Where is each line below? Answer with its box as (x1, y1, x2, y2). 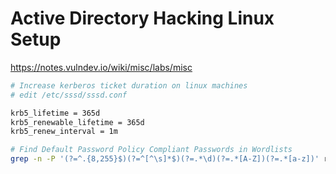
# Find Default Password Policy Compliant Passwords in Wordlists (10, 145, 293, 155)
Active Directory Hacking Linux (10, 7, 275, 30)
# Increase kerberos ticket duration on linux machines (10, 80, 248, 91)
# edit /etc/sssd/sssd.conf (10, 90, 128, 100)
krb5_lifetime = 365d (10, 108, 101, 118)
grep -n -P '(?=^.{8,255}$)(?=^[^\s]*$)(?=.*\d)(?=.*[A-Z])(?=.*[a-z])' (10, 154, 320, 164)
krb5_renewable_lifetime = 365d (10, 117, 145, 127)
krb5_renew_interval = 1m (10, 127, 118, 137)
